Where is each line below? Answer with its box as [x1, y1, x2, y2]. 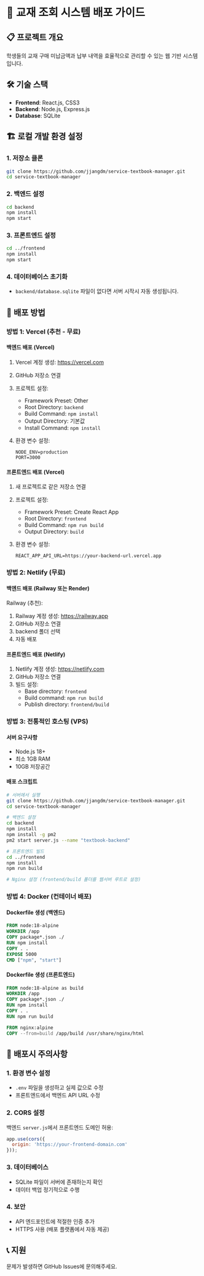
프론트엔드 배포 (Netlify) [6, 651, 66, 658]
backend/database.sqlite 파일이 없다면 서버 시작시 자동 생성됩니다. [15, 288, 179, 295]
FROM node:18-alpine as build [6, 985, 84, 991]
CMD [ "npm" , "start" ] [6, 957, 62, 963]
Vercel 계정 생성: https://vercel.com [15, 358, 104, 366]
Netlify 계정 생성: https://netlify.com [15, 665, 104, 673]
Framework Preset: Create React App [24, 508, 119, 516]
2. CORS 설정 [6, 1108, 45, 1117]
